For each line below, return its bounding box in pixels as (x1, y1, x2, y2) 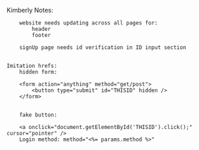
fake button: (19, 111, 58, 118)
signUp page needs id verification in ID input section (19, 44, 187, 51)
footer (32, 32, 51, 39)
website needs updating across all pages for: (19, 20, 158, 27)
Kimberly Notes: (6, 6, 53, 14)
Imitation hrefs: (6, 62, 58, 69)
